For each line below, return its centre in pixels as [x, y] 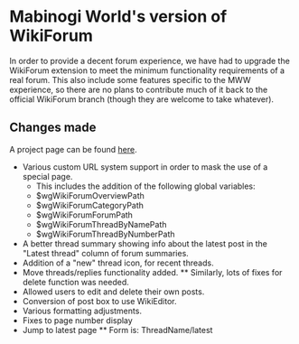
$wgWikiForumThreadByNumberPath [105, 234]
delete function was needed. [75, 282]
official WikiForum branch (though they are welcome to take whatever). [141, 99]
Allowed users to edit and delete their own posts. [113, 292]
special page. [47, 176]
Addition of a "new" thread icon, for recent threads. [118, 263]
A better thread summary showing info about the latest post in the [145, 243]
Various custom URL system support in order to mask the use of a [145, 167]
